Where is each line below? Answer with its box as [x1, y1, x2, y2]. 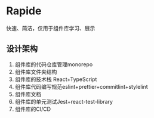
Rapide [6, 4, 42, 18]
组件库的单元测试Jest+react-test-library [14, 98, 113, 105]
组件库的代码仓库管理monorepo [14, 61, 93, 68]
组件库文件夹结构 [14, 68, 57, 75]
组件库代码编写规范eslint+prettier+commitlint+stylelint [14, 83, 148, 90]
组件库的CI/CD [14, 105, 51, 113]
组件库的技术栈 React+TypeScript [14, 76, 97, 83]
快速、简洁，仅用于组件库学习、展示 [6, 24, 96, 32]
